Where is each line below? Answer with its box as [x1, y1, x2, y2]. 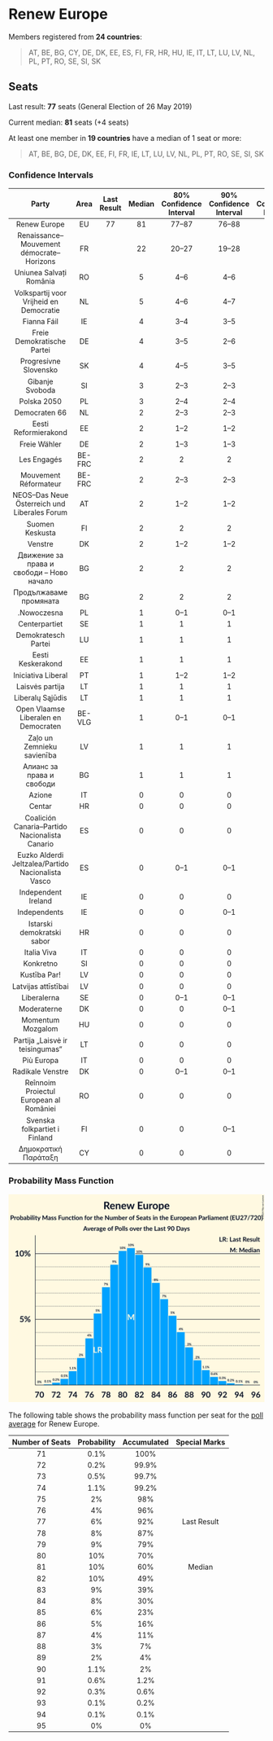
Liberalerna [21, 992, 60, 1002]
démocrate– [19, 248, 61, 257]
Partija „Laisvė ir [13, 1035, 67, 1045]
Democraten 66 [14, 408, 67, 418]
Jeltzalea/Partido [11, 859, 69, 868]
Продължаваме [13, 587, 68, 597]
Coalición [24, 812, 57, 823]
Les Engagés [19, 455, 63, 464]
